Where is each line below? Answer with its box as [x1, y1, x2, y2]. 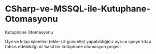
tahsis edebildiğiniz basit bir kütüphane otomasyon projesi [5, 43, 121, 49]
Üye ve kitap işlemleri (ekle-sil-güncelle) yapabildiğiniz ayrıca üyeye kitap [5, 38, 152, 44]
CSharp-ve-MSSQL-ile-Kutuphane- [5, 3, 151, 14]
